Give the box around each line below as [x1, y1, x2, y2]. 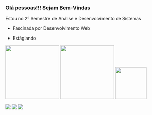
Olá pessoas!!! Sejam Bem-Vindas [5, 4, 91, 11]
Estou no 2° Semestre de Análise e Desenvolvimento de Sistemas [5, 16, 141, 22]
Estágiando [12, 35, 36, 42]
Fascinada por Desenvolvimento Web [12, 25, 90, 31]
